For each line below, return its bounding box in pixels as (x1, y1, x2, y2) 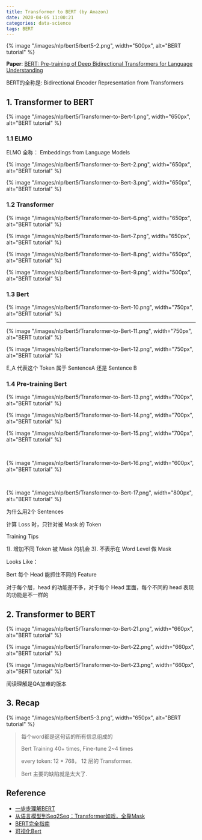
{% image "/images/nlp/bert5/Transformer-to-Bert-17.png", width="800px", (6, 489, 194, 496)
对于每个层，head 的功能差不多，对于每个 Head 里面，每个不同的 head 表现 (6, 584, 194, 591)
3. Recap (6, 698, 40, 709)
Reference (6, 788, 46, 798)
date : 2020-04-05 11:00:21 (6, 14, 74, 21)
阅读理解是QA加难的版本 (6, 680, 67, 687)
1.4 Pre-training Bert (6, 379, 67, 388)
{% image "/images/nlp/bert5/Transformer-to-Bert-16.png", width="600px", (6, 459, 194, 467)
